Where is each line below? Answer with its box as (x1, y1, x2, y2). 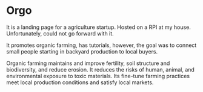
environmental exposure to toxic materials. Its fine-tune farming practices (6, 72, 190, 79)
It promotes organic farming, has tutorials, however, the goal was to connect (6, 41, 197, 49)
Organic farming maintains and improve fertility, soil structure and (6, 60, 170, 67)
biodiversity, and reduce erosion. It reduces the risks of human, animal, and (6, 66, 195, 73)
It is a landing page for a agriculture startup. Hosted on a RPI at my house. (6, 23, 191, 31)
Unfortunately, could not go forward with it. (6, 29, 114, 37)
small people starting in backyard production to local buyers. (6, 48, 158, 55)
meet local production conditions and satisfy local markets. (6, 79, 154, 86)
